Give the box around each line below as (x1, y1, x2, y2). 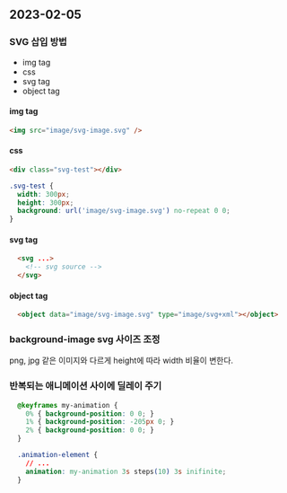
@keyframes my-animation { (17, 401, 118, 409)
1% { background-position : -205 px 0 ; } (25, 418, 175, 427)
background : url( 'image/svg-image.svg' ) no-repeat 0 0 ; (17, 207, 230, 216)
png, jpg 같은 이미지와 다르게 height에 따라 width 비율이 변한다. (9, 355, 234, 366)
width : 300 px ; (17, 189, 70, 198)
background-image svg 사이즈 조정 (9, 333, 161, 346)
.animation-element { (17, 451, 99, 460)
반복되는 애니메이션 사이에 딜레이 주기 (9, 380, 162, 392)
